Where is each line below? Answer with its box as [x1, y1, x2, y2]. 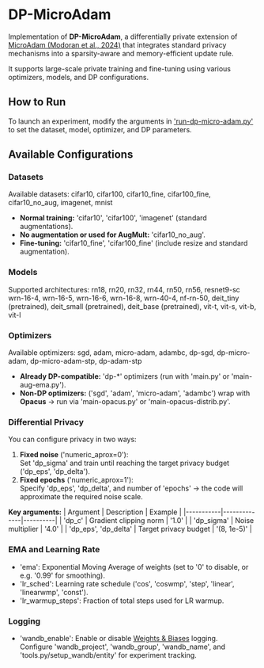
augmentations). [19, 222, 74, 231]
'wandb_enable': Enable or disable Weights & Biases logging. [19, 633, 218, 643]
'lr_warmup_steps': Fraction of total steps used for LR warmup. [19, 596, 224, 605]
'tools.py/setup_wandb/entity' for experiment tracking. [19, 650, 198, 659]
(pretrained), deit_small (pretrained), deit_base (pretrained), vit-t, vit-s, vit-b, [8, 301, 257, 311]
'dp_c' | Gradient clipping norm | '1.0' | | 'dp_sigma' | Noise [62, 516, 255, 525]
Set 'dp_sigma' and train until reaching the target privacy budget [19, 458, 230, 468]
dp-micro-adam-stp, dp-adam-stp [30, 357, 142, 366]
